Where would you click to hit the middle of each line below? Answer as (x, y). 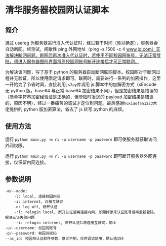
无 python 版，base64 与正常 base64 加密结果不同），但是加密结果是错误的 (82, 91)
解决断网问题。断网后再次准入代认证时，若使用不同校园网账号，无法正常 (83, 55)
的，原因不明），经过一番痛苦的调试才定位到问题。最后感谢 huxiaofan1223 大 (81, 103)
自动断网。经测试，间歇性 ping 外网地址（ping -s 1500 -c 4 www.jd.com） (81, 49)
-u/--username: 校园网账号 (31, 228)
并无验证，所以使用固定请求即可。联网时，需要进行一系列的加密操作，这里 (85, 78)
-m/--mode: (16, 191)
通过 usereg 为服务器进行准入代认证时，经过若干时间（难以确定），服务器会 (82, 43)
